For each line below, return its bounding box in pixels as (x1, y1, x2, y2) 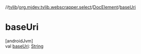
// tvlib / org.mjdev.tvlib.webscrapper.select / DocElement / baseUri (5, 4, 136, 10)
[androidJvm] (5, 38, 34, 44)
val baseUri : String (5, 43, 44, 49)
